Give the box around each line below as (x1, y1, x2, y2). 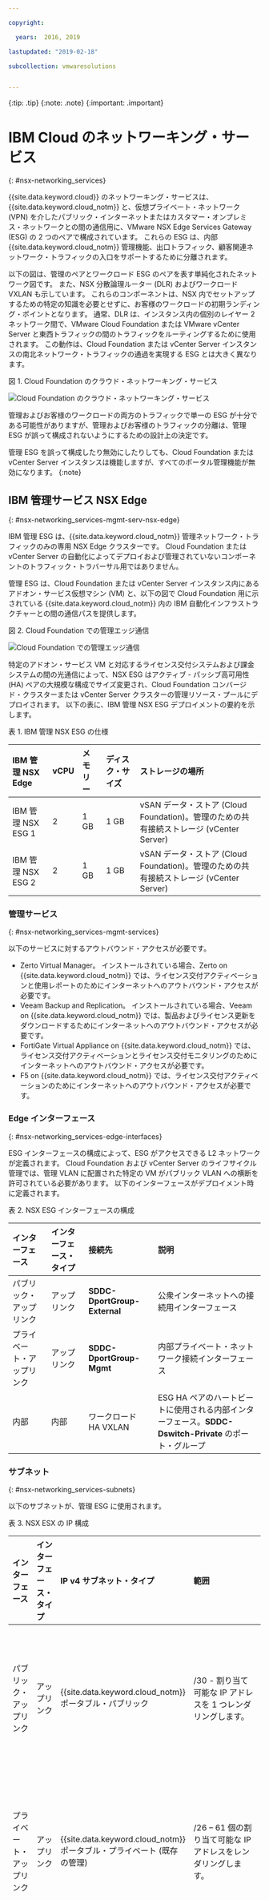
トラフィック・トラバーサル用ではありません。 (29, 562, 183, 571)
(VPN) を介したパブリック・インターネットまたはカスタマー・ (8, 212, 213, 222)
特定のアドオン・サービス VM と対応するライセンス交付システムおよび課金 (8, 660, 255, 669)
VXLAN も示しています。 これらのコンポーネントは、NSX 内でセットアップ (8, 289, 255, 299)
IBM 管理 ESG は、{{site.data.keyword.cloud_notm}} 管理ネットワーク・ (8, 532, 246, 541)
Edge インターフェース (8, 1113, 96, 1124)
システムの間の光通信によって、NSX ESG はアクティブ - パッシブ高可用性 (8, 670, 250, 679)
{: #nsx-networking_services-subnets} (8, 1484, 136, 1494)
